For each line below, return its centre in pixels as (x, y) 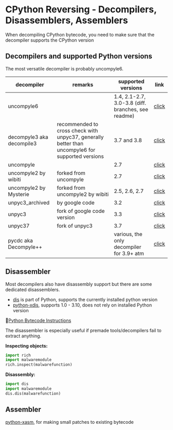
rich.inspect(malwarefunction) (39, 365)
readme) (124, 116)
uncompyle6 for (76, 150)
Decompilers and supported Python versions (79, 56)
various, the (128, 234)
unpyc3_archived (29, 203)
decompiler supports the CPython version (50, 40)
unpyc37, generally (80, 137)
